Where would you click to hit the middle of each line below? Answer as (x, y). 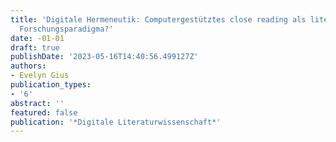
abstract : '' (37, 103)
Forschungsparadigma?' (66, 29)
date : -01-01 (37, 38)
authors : (28, 66)
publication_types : (51, 85)
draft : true (35, 47)
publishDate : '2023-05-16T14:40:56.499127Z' (104, 57)
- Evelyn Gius (40, 76)
